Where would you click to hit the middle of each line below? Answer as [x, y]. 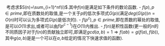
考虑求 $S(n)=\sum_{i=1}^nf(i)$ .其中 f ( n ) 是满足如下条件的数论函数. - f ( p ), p [80, 7]
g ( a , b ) [20, 38]
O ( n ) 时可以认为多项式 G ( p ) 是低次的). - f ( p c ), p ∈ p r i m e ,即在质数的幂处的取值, [82, 19]
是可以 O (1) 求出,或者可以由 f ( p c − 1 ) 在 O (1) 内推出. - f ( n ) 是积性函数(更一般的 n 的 [82, 25]
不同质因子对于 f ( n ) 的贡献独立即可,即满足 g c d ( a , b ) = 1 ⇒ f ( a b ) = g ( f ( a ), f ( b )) [82, 32]
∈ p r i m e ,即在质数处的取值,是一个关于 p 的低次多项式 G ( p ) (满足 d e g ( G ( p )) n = [80, 13]
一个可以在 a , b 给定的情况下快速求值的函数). [79, 38]
